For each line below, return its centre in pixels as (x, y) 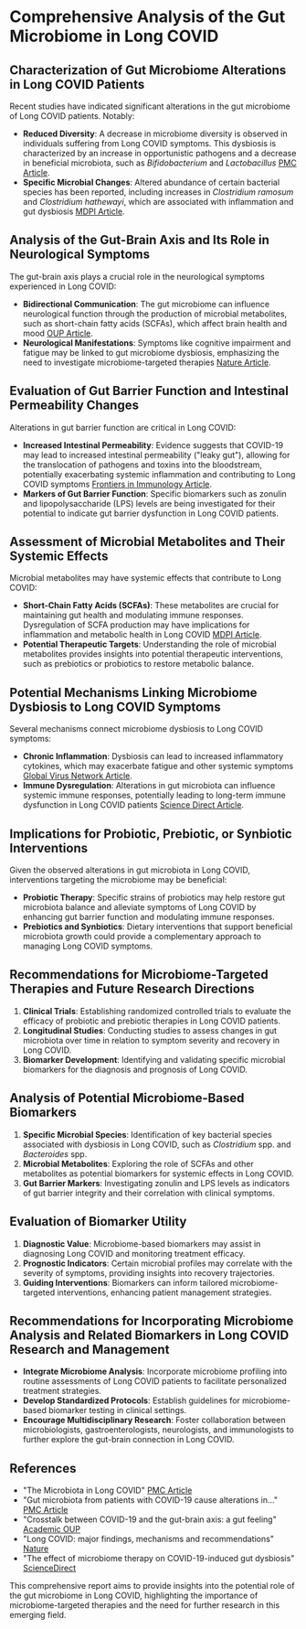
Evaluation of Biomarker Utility (98, 1222)
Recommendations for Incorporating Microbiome (152, 1320)
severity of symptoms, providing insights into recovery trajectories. (149, 1272)
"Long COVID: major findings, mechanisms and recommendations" (148, 1539)
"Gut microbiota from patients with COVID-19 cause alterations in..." (150, 1500)
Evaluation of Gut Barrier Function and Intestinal (149, 391)
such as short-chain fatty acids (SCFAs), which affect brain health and (155, 323)
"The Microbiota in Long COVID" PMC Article (107, 1490)
